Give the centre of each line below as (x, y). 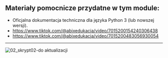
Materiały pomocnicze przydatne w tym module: (82, 8)
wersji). (20, 25)
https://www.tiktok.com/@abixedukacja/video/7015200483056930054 (85, 36)
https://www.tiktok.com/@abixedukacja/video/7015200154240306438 (85, 30)
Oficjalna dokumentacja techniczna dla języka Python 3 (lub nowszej (83, 20)
